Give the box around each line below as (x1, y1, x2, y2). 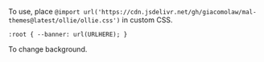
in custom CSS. (122, 15, 173, 25)
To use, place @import (8, 7, 80, 16)
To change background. (8, 45, 88, 54)
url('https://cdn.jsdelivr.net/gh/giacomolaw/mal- (83, 8, 257, 16)
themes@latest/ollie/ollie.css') (8, 17, 121, 25)
